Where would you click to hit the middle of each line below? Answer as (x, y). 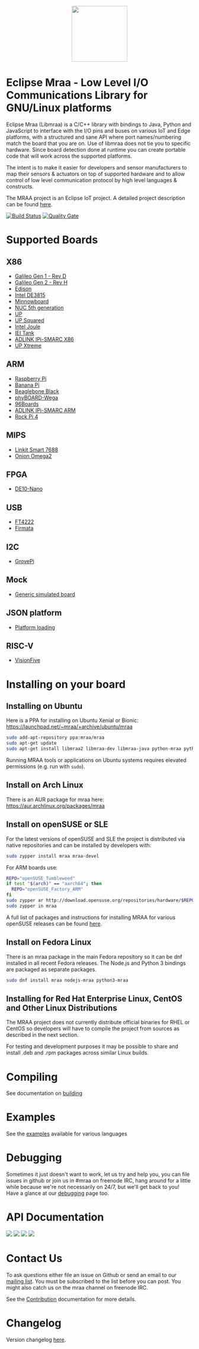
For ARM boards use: (32, 867)
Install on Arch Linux (45, 785)
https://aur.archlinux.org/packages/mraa (55, 805)
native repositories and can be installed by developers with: (79, 845)
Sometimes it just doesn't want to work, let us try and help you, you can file (98, 1174)
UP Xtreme (28, 346)
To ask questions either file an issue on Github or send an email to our (91, 1275)
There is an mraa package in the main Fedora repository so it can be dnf (94, 956)
